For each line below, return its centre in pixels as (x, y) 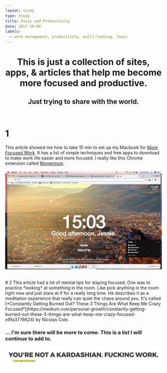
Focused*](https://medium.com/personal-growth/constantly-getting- (76, 309)
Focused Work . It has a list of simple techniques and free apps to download (83, 152)
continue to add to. (29, 339)
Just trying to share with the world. (83, 101)
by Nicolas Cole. (52, 319)
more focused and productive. (83, 83)
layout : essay (20, 10)
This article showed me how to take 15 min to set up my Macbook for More (82, 147)
